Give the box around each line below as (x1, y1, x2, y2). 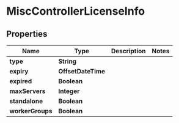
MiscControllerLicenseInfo (6, 4, 145, 18)
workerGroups (9, 107, 53, 115)
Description (111, 47, 146, 55)
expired (9, 77, 32, 85)
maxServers (9, 87, 46, 95)
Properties (6, 29, 48, 39)
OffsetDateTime (57, 67, 106, 75)
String (57, 57, 77, 65)
